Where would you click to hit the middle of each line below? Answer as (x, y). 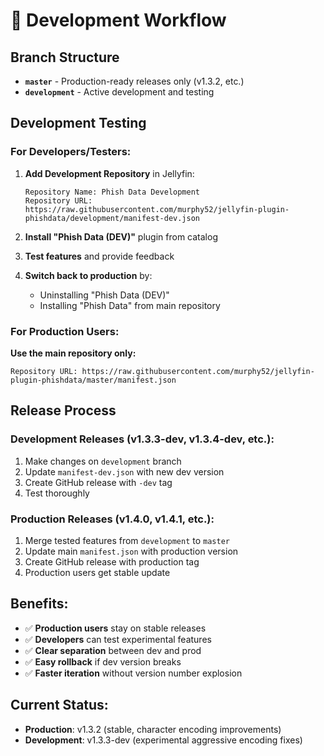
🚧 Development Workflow (118, 20)
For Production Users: (65, 331)
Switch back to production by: (88, 275)
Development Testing (78, 123)
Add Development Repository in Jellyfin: (109, 173)
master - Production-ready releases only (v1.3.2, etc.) (134, 81)
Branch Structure (65, 57)
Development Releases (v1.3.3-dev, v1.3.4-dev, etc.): (142, 439)
